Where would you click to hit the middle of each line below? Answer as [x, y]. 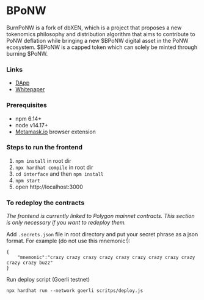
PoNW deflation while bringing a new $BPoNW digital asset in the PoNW [97, 40]
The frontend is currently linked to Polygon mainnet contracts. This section [100, 216]
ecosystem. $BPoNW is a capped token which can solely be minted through [102, 47]
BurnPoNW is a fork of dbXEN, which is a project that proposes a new [94, 28]
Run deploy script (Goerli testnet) [48, 280]
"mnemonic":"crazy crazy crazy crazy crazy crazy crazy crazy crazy [106, 258]
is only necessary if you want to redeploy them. [66, 223]
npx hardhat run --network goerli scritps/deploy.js [75, 291]
